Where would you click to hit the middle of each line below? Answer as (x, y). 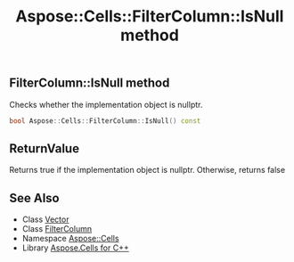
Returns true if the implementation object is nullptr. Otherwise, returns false (147, 170)
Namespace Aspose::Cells (70, 239)
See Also (34, 198)
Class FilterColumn (57, 229)
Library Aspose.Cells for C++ (75, 248)
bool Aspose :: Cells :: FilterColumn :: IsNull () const (105, 121)
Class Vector (45, 219)
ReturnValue (45, 148)
